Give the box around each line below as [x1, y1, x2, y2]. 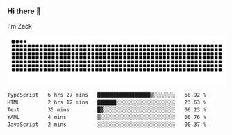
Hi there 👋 [7, 6, 42, 16]
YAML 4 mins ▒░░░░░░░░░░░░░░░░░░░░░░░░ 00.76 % [7, 113, 207, 120]
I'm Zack [7, 22, 33, 31]
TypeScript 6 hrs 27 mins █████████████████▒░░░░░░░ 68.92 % [7, 92, 207, 99]
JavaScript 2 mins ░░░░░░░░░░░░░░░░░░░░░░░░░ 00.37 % [7, 121, 207, 128]
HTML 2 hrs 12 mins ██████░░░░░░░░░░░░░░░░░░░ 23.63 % [7, 99, 207, 106]
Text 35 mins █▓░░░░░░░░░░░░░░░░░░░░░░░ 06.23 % [7, 106, 207, 113]
